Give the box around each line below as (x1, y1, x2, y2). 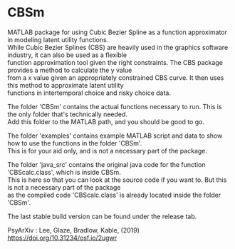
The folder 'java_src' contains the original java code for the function (7, 160, 206, 168)
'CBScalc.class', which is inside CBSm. (7, 168, 121, 176)
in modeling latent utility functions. (7, 35, 109, 44)
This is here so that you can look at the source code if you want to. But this (7, 176, 227, 184)
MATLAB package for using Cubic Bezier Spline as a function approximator (7, 28, 228, 36)
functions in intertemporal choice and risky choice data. (7, 88, 171, 97)
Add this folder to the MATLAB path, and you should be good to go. (7, 117, 205, 126)
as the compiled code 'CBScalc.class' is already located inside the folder (7, 190, 221, 199)
